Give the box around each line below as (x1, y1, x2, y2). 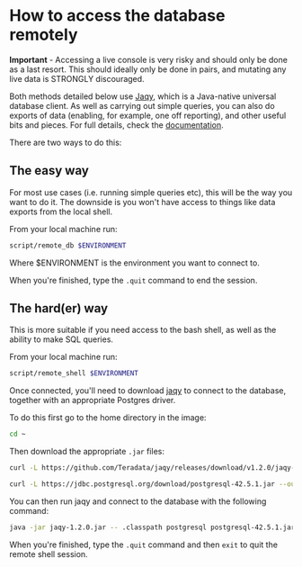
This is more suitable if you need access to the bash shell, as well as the (9, 325, 277, 336)
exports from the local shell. (9, 206, 113, 217)
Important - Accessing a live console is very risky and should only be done (9, 54, 288, 65)
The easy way (9, 163, 90, 178)
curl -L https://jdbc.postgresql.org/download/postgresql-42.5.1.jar (9, 480, 276, 489)
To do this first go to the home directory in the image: (9, 412, 207, 423)
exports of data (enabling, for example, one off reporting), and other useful (9, 110, 287, 121)
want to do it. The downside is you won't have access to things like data (9, 196, 276, 207)
